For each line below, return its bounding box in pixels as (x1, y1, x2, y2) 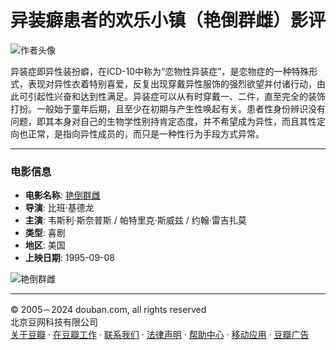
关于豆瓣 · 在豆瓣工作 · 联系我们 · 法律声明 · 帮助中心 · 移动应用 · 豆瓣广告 (10, 329, 310, 341)
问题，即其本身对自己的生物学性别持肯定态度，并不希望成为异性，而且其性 (10, 115, 317, 127)
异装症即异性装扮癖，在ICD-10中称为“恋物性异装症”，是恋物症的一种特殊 (10, 65, 310, 77)
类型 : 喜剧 (24, 227, 66, 239)
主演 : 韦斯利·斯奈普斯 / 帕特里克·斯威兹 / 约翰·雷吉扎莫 (24, 214, 247, 226)
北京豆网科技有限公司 (10, 316, 98, 328)
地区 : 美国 (24, 239, 66, 251)
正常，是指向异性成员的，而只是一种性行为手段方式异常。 (27, 127, 265, 140)
